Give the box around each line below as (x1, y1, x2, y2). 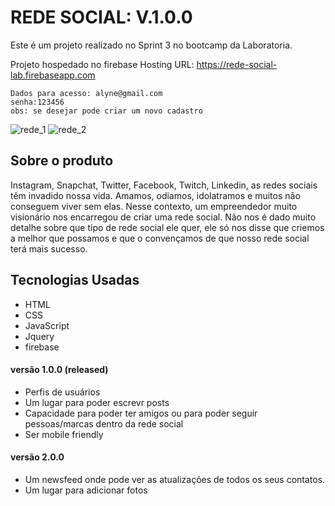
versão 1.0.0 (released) (10, 364, 109, 376)
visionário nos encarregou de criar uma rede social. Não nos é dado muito (10, 211, 317, 223)
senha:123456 (10, 97, 65, 107)
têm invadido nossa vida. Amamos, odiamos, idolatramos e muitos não (10, 189, 301, 201)
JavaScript (24, 319, 70, 331)
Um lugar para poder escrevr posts (24, 396, 170, 408)
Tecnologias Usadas (10, 272, 140, 289)
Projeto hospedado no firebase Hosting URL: (10, 58, 195, 70)
